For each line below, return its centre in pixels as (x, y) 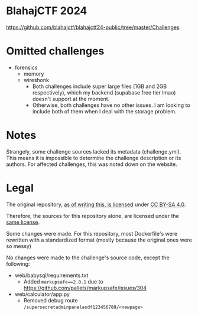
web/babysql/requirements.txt (51, 275)
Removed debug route (51, 300)
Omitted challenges (55, 51)
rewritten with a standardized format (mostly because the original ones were (99, 240)
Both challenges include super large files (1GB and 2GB (100, 86)
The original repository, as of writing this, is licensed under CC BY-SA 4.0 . (96, 204)
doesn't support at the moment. (71, 99)
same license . (23, 222)
